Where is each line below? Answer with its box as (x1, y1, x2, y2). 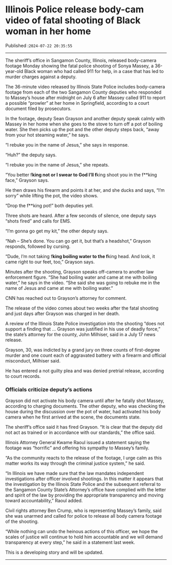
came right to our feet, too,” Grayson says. (5, 259, 95, 265)
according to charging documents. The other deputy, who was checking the (5, 403, 166, 409)
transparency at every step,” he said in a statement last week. (5, 539, 136, 545)
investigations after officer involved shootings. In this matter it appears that (5, 476, 164, 482)
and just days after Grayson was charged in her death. (5, 310, 120, 317)
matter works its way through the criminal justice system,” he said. (5, 460, 145, 466)
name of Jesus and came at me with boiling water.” (5, 285, 114, 291)
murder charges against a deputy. (5, 74, 77, 80)
